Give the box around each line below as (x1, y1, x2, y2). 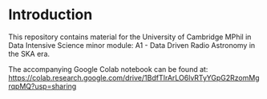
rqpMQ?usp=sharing (8, 81, 77, 91)
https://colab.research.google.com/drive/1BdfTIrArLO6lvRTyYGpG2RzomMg (8, 73, 260, 82)
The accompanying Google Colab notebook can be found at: (8, 64, 208, 73)
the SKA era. (8, 49, 51, 58)
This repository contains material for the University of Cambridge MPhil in (8, 32, 252, 42)
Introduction (8, 6, 93, 24)
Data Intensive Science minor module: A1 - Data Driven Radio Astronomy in (8, 40, 256, 49)
